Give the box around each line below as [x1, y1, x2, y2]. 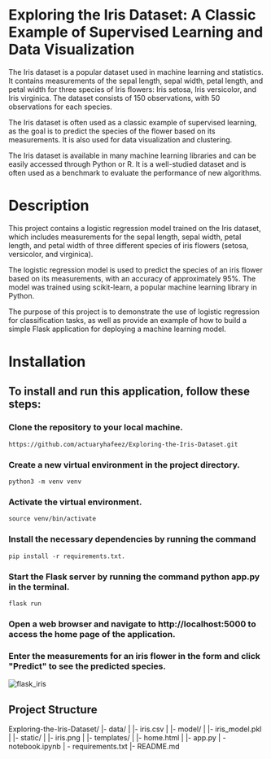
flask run [8, 600, 42, 608]
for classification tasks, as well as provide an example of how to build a [8, 315, 247, 325]
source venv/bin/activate [8, 515, 96, 523]
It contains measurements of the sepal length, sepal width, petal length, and [8, 76, 263, 85]
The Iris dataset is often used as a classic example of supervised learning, [8, 117, 257, 127]
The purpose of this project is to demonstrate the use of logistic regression [8, 307, 260, 316]
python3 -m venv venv [8, 478, 82, 486]
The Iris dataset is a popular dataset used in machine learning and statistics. [8, 67, 264, 76]
